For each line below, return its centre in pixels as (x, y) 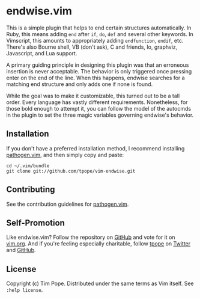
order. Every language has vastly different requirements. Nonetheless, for (97, 102)
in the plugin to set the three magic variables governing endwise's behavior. (100, 115)
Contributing (31, 190)
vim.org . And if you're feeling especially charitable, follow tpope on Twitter (98, 244)
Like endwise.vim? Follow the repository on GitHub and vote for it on (91, 237)
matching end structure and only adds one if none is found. (80, 84)
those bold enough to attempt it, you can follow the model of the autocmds (98, 108)
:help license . (25, 290)
